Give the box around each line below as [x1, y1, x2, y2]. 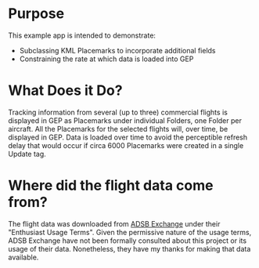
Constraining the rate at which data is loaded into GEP [19, 54, 194, 63]
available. [8, 252, 39, 262]
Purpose [8, 5, 65, 23]
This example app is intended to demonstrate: [8, 31, 156, 40]
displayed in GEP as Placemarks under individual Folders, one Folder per [8, 115, 243, 125]
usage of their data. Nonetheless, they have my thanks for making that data [8, 244, 251, 253]
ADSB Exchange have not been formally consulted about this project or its [8, 236, 247, 245]
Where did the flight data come [8, 177, 214, 194]
